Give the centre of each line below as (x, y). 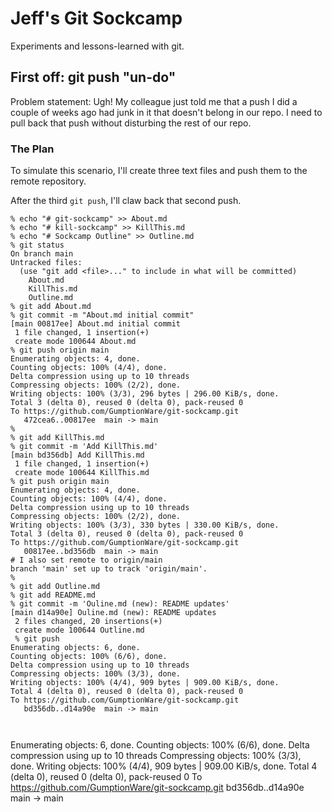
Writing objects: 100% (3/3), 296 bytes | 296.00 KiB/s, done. (145, 394)
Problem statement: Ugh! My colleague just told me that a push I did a (154, 101)
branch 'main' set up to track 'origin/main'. (109, 569)
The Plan (32, 149)
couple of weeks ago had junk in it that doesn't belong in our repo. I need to (166, 112)
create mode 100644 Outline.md (79, 630)
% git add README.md (53, 595)
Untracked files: (46, 263)
